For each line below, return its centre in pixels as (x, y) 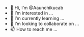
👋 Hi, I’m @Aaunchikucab (37, 8)
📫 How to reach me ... (34, 29)
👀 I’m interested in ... (32, 13)
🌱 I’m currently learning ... (37, 18)
